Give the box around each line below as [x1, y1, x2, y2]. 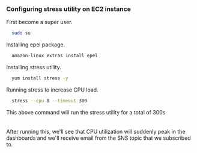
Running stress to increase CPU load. [6, 86, 98, 93]
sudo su [11, 30, 31, 36]
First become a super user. [6, 19, 73, 26]
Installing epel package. [6, 41, 65, 48]
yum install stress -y [11, 75, 68, 81]
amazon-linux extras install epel [11, 53, 98, 59]
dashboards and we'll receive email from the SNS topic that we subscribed [6, 134, 191, 142]
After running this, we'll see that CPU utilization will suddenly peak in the [6, 128, 186, 135]
